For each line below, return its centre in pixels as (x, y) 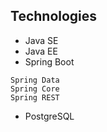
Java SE (41, 40)
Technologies (54, 16)
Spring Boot (49, 61)
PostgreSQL (49, 116)
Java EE (41, 51)
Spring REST (35, 97)
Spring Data (35, 80)
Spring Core (35, 89)
